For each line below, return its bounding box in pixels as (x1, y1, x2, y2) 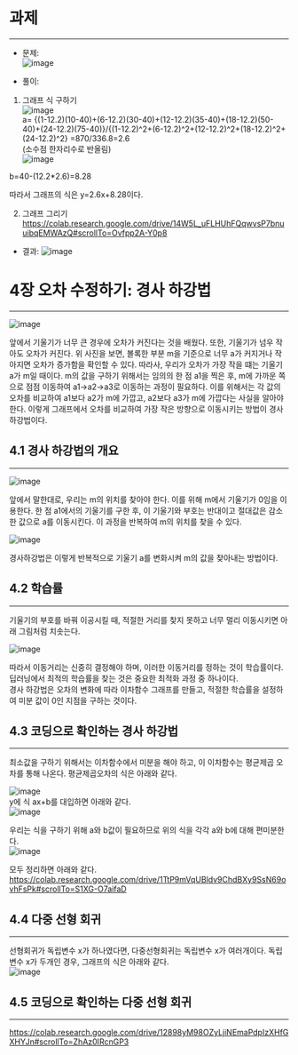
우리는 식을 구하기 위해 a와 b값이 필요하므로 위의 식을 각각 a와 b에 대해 (9, 825, 255, 835)
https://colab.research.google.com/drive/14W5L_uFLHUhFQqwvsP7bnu (21, 218, 286, 228)
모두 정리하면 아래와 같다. (9, 864, 98, 875)
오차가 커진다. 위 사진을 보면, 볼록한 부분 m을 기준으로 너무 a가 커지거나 (25, 348, 273, 358)
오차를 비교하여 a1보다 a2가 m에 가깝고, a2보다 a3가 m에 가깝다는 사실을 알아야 (9, 392, 284, 403)
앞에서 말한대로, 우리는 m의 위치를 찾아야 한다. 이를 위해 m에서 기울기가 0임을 (9, 494, 278, 505)
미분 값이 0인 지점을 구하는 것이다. (18, 695, 137, 706)
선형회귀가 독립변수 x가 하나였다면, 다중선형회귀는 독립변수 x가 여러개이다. (9, 946, 267, 956)
